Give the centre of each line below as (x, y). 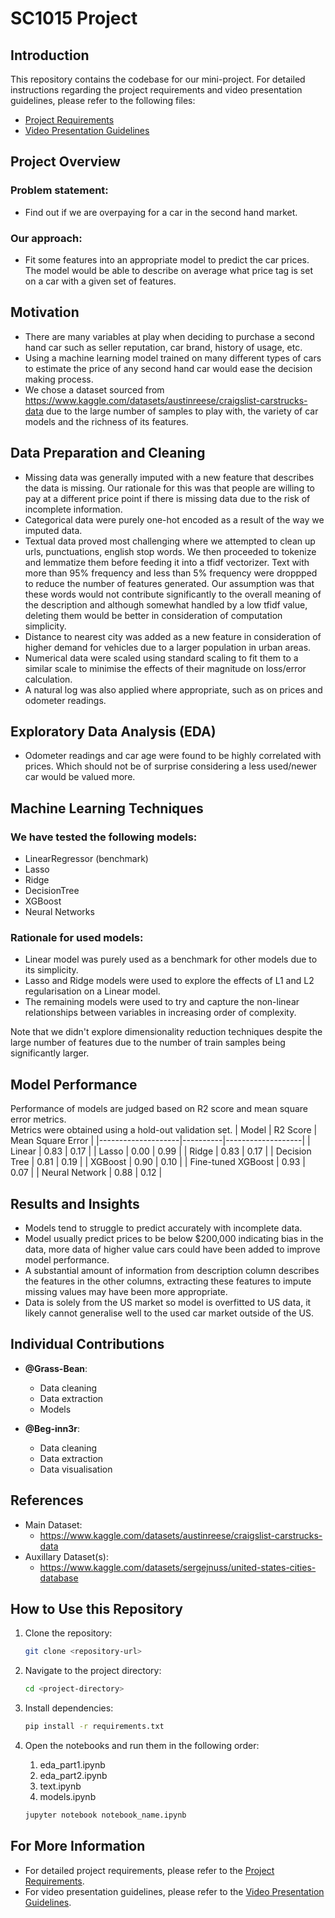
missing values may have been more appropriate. (126, 1292)
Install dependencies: (69, 1708)
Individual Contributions (87, 1344)
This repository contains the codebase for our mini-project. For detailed (158, 79)
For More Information (78, 1846)
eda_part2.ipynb (73, 1776)
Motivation (45, 312)
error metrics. (38, 1119)
